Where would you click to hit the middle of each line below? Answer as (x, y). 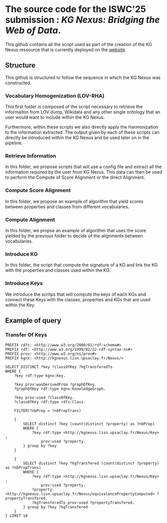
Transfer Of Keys (26, 335)
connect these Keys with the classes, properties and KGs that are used (78, 299)
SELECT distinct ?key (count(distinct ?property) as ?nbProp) (89, 424)
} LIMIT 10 (16, 516)
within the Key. (20, 305)
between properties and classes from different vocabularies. (67, 207)
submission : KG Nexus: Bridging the (83, 20)
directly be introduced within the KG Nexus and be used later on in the (77, 138)
